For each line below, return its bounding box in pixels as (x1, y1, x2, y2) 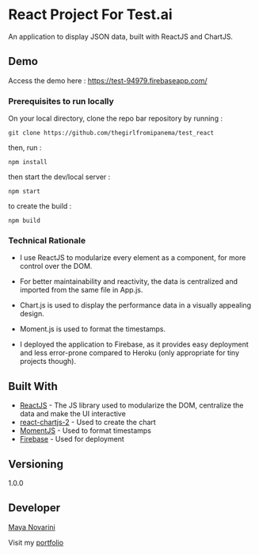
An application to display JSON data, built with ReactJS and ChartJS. (8, 32, 234, 41)
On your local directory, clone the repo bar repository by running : (8, 113, 223, 124)
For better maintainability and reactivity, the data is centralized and (19, 277, 238, 286)
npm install (8, 159, 48, 166)
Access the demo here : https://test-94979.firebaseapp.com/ (8, 75, 208, 85)
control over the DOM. (19, 262, 93, 271)
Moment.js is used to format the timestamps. (19, 324, 166, 334)
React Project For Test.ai (8, 6, 173, 24)
